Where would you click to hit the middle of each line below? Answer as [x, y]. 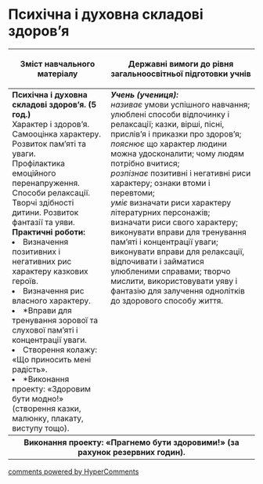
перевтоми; [133, 192]
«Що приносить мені [52, 359]
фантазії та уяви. [44, 222]
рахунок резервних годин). [131, 452]
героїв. [25, 281]
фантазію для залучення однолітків [178, 290]
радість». [30, 369]
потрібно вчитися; [145, 163]
